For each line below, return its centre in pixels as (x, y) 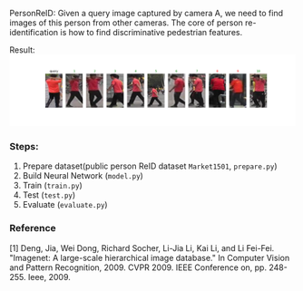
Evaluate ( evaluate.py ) (65, 205)
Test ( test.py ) (49, 195)
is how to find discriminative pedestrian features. (151, 32)
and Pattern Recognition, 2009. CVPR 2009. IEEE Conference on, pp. (138, 267)
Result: (22, 50)
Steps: (24, 146)
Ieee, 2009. (49, 276)
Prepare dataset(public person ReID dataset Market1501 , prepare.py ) (150, 166)
